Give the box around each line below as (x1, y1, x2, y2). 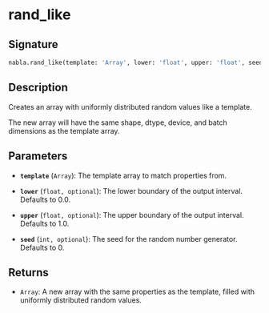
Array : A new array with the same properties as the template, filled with (19, 287, 255, 297)
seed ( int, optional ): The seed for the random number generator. (19, 234, 238, 243)
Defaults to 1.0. (19, 219, 70, 228)
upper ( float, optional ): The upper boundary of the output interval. (19, 210, 244, 219)
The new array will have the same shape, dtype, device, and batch (8, 118, 228, 127)
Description (8, 81, 68, 94)
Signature (8, 38, 58, 51)
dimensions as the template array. (8, 126, 120, 135)
